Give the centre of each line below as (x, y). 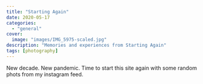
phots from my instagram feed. (45, 74)
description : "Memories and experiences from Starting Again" (86, 46)
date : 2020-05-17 (28, 17)
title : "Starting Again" (38, 12)
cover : (15, 34)
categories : (21, 23)
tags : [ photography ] (32, 51)
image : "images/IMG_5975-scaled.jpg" (59, 40)
